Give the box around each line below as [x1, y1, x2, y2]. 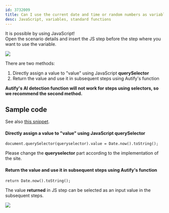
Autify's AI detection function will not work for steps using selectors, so [5, 85, 159, 91]
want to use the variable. [5, 41, 57, 47]
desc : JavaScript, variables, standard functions [5, 17, 112, 22]
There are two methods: [5, 60, 55, 66]
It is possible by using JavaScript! [5, 31, 75, 37]
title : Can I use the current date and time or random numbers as [5, 12, 147, 17]
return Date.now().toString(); [5, 178, 71, 183]
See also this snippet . [5, 119, 50, 125]
